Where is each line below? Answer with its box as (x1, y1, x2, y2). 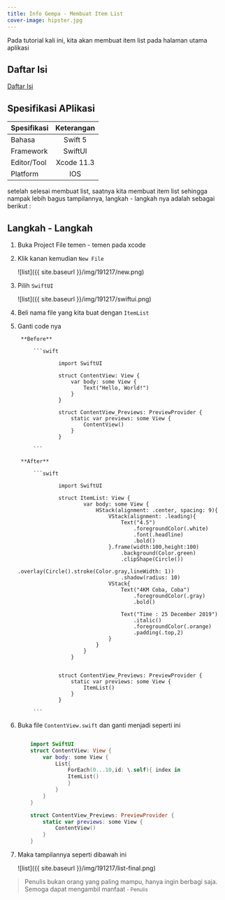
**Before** (20, 335, 52, 343)
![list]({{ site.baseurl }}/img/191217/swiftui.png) (17, 294, 152, 303)
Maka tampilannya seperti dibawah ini (17, 850, 127, 859)
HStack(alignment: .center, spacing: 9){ (95, 506, 218, 514)
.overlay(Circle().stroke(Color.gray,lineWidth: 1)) (17, 568, 175, 575)
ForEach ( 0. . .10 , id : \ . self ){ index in (67, 766, 181, 773)
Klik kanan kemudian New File (17, 254, 104, 262)
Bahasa (10, 135, 36, 145)
